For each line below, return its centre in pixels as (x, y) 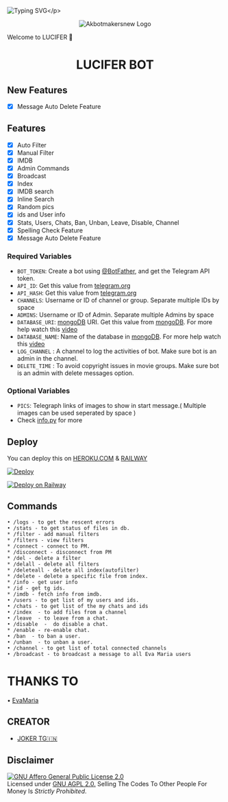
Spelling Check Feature (50, 230)
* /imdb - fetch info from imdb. (55, 594)
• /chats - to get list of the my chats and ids (78, 606)
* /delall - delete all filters (53, 564)
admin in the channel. (47, 358)
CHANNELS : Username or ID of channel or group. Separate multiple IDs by (118, 300)
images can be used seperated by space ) (76, 413)
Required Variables (39, 256)
